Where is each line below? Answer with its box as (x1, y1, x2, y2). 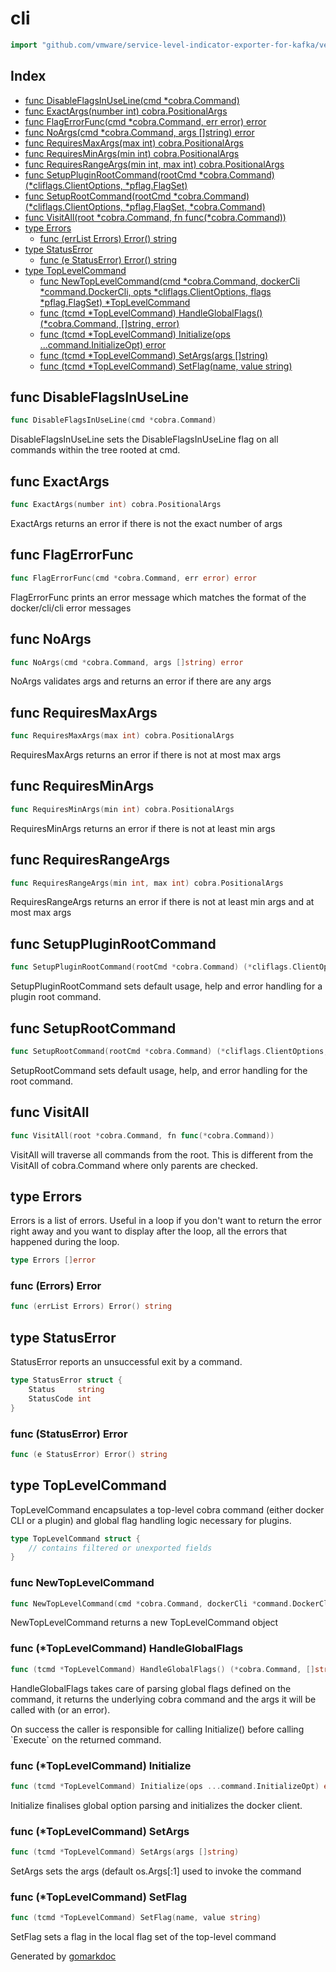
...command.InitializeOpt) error (39, 338, 167, 351)
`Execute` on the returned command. (10, 1733, 162, 1746)
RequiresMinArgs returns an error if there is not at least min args (10, 822, 276, 834)
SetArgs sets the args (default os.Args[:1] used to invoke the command (10, 1865, 302, 1877)
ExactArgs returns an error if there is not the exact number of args (10, 518, 283, 529)
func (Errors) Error (10, 1279, 102, 1293)
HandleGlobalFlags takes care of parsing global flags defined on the (10, 1682, 292, 1694)
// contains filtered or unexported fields (28, 1543, 213, 1553)
